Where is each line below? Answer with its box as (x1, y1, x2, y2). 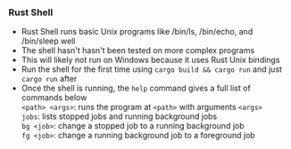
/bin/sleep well (21, 35, 76, 46)
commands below (21, 92, 87, 103)
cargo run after (21, 74, 78, 84)
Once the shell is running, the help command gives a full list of (21, 82, 251, 94)
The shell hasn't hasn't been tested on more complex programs (21, 45, 255, 56)
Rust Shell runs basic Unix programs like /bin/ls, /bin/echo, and (21, 27, 254, 37)
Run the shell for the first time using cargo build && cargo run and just (21, 64, 283, 74)
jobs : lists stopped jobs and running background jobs (21, 111, 218, 122)
